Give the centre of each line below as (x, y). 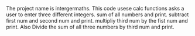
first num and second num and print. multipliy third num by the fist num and (97, 21)
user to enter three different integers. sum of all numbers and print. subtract (97, 15)
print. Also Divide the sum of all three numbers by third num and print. (90, 27)
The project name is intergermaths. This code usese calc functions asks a (95, 8)
